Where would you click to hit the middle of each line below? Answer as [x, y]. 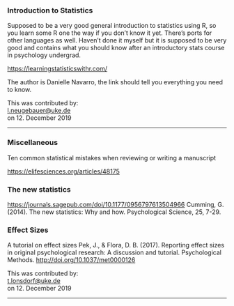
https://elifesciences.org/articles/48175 [64, 171]
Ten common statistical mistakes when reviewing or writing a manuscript [112, 158]
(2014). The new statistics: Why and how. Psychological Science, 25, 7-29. [114, 212]
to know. [19, 90]
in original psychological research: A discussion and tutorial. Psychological [114, 252]
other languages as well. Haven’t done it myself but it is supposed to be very [117, 40]
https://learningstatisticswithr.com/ [57, 69]
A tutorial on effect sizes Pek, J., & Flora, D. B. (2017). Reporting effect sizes [116, 245]
